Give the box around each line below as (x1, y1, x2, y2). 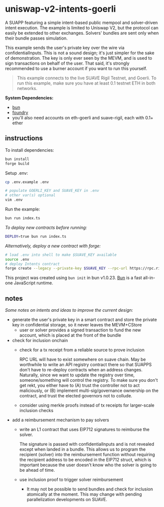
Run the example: (5, 207, 41, 212)
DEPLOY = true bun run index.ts (5, 234, 67, 239)
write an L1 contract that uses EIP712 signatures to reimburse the (19, 427, 150, 433)
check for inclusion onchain (12, 338, 68, 344)
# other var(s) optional (5, 193, 56, 198)
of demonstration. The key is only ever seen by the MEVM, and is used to (5, 55, 152, 61)
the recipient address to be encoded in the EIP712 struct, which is (19, 457, 151, 463)
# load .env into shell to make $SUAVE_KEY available (5, 252, 117, 257)
